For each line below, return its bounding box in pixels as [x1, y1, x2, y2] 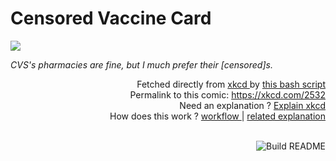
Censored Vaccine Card [10, 7, 212, 30]
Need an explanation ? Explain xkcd [179, 99, 326, 111]
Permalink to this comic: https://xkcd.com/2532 [129, 88, 326, 101]
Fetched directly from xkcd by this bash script [136, 78, 326, 90]
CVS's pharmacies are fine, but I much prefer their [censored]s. [10, 58, 273, 71]
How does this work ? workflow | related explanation [109, 110, 326, 122]
